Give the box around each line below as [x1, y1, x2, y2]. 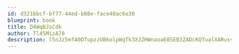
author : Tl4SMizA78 [7, 29, 65, 37]
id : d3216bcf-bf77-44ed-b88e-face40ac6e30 [7, 10, 135, 18]
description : [7, 36, 46, 43]
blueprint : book [7, 17, 55, 24]
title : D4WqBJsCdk [7, 23, 62, 30]
